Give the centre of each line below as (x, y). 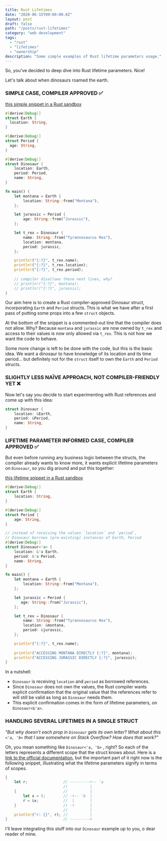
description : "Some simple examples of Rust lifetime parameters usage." (83, 56)
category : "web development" (35, 33)
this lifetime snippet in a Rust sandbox (44, 478)
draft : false (19, 24)
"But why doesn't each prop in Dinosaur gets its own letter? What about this (83, 732)
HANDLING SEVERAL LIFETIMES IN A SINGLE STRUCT (72, 721)
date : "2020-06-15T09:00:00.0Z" (39, 15)
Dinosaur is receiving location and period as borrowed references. (81, 681)
